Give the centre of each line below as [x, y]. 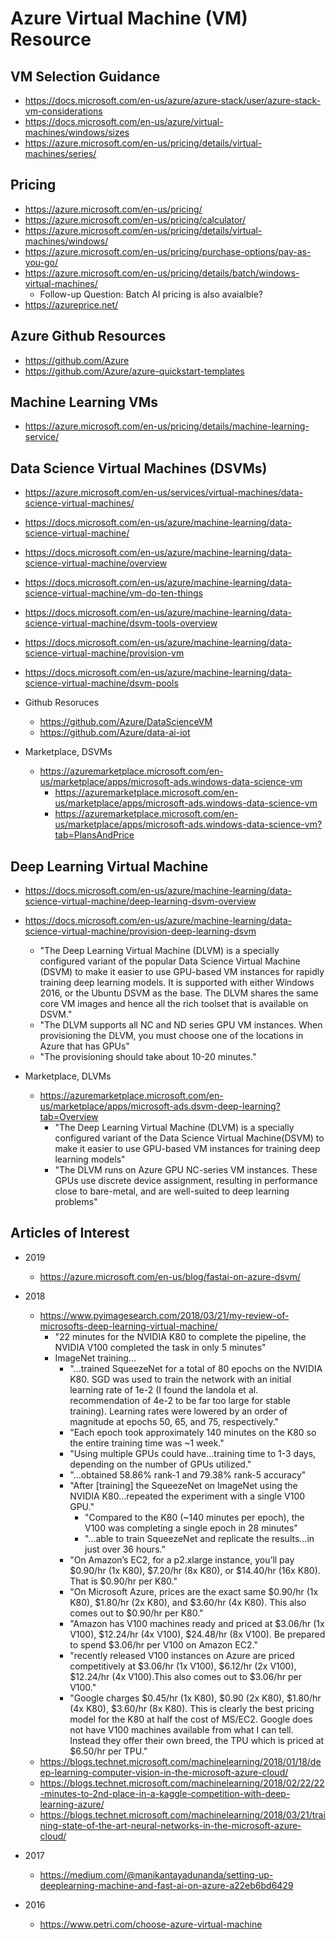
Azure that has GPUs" [84, 1046]
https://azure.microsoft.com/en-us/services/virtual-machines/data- [164, 493]
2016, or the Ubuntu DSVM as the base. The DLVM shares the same [179, 993]
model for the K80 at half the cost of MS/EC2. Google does [191, 1719]
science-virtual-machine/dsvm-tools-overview [121, 623]
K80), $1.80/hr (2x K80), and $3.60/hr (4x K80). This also [188, 1602]
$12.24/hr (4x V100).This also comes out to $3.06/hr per [185, 1676]
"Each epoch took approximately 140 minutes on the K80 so [193, 1432]
